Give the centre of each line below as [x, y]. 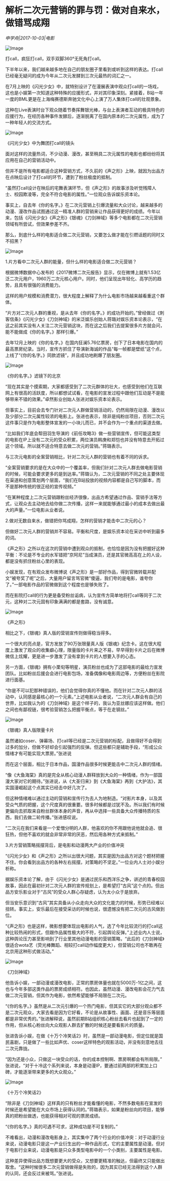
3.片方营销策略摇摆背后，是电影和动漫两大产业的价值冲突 [65, 845]
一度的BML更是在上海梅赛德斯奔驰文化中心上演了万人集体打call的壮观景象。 [84, 99]
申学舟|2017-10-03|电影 [30, 38]
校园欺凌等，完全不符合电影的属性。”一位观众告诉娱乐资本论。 [78, 194]
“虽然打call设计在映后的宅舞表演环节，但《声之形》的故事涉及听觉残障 [78, 188]
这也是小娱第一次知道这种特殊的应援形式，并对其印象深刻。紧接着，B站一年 [84, 93]
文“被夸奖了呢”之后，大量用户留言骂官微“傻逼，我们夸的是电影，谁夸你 [79, 578]
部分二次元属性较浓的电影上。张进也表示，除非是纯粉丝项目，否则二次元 [89, 416]
